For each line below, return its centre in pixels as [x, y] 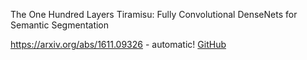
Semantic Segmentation [60, 25]
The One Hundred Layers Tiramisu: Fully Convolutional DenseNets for [154, 14]
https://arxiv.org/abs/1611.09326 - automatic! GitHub [118, 44]
